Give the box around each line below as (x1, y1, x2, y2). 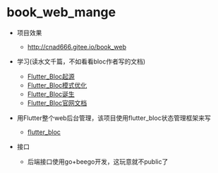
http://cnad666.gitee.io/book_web (27, 42, 127, 51)
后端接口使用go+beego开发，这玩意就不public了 (27, 157, 169, 166)
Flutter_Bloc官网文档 (27, 98, 87, 107)
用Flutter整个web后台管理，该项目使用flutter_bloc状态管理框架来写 (16, 114, 211, 122)
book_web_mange (6, 4, 116, 20)
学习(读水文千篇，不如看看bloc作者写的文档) (16, 57, 146, 66)
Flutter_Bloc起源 (27, 72, 75, 80)
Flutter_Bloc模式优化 (27, 80, 87, 89)
